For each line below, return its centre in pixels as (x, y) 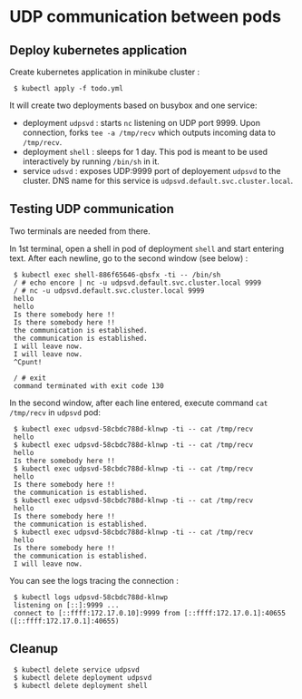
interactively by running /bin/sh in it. (91, 161)
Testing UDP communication (92, 209)
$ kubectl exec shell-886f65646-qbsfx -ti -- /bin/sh (117, 275)
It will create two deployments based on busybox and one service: (133, 105)
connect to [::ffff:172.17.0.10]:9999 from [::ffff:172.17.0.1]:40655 (149, 613)
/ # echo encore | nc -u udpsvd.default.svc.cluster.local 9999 (137, 283)
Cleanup (34, 649)
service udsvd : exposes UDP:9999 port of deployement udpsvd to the (151, 171)
